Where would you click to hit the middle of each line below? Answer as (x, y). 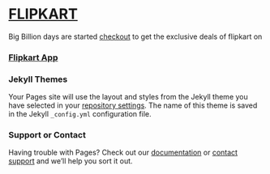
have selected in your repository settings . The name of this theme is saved (133, 105)
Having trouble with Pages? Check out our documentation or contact (123, 153)
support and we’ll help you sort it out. (71, 161)
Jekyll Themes (38, 79)
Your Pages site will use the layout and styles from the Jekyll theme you (129, 97)
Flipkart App (33, 57)
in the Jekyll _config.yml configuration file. (80, 114)
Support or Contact (47, 135)
